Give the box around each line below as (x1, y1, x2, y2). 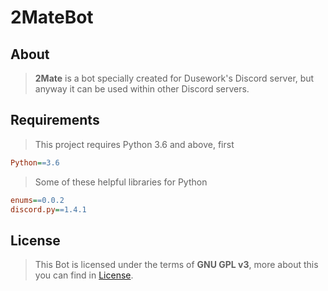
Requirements (10, 112, 100, 129)
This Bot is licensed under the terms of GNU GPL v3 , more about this (34, 259, 319, 271)
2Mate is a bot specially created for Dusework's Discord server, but (34, 72, 315, 84)
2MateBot (10, 6, 94, 29)
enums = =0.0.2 (10, 195, 65, 205)
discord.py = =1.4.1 (10, 204, 87, 215)
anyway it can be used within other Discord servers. (34, 83, 250, 95)
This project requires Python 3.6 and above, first (34, 138, 235, 150)
